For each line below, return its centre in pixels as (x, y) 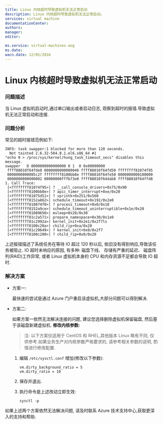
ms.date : (14, 50)
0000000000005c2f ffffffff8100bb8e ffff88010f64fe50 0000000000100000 (80, 175)
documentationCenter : (27, 23)
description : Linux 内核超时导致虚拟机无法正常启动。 (55, 14)
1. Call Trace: (20, 183)
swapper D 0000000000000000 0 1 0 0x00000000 (55, 166)
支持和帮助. (25, 416)
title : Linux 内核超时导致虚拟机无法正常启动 (46, 10)
